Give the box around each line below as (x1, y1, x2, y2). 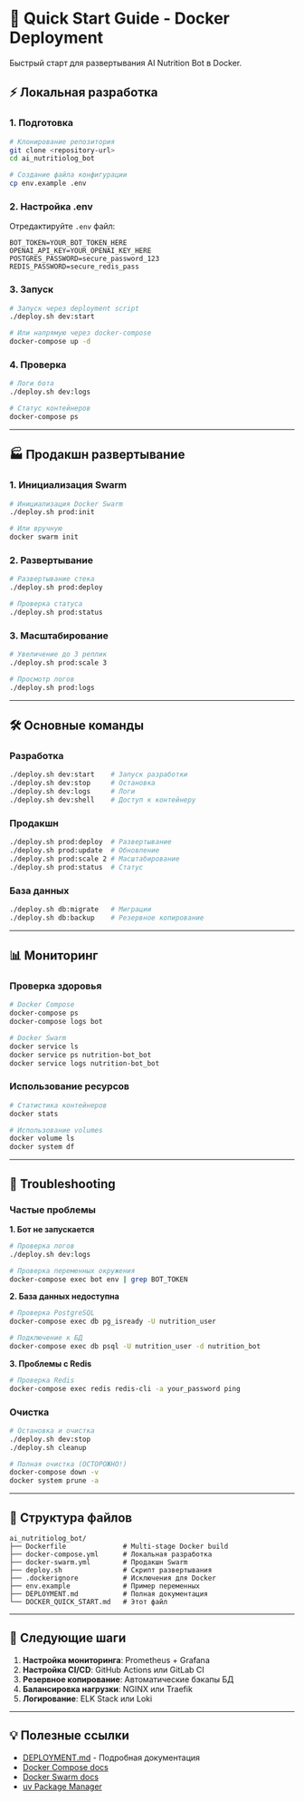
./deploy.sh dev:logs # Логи (9, 787, 136, 796)
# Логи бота (9, 379, 54, 388)
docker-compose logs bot (9, 1017, 103, 1027)
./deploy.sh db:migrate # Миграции (9, 904, 152, 914)
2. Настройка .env (9, 200, 93, 212)
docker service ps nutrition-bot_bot (9, 1050, 152, 1059)
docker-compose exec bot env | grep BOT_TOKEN (9, 1274, 188, 1284)
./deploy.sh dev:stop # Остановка (9, 779, 156, 788)
